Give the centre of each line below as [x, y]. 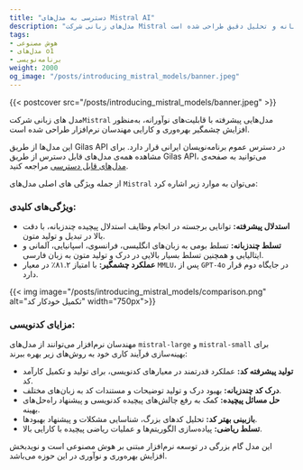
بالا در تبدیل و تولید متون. [64, 236]
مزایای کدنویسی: [42, 324]
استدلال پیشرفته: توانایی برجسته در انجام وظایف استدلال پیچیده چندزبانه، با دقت [156, 226]
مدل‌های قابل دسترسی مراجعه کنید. [69, 166]
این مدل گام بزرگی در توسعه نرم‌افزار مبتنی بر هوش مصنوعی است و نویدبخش [141, 447]
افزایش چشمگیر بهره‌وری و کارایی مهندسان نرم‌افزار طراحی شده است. [130, 129]
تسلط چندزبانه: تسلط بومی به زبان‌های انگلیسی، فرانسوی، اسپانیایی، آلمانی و [151, 245]
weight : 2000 [34, 69]
